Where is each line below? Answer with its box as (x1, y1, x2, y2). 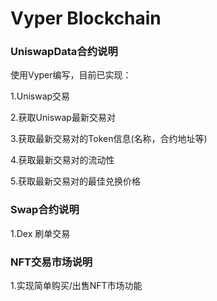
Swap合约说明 (10, 203, 80, 217)
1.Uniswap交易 (10, 90, 71, 102)
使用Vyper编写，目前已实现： (10, 69, 132, 81)
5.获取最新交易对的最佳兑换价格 (10, 175, 141, 187)
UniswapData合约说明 (10, 45, 118, 59)
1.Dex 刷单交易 (10, 227, 71, 239)
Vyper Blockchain (10, 7, 162, 30)
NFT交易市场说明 (10, 255, 93, 269)
